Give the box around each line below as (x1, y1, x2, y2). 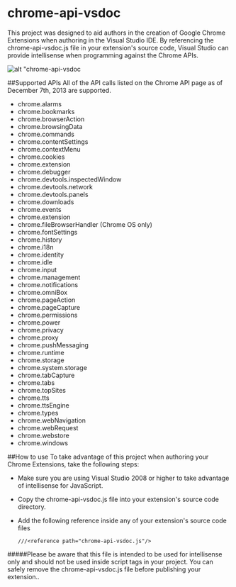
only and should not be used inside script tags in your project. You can (7, 557, 214, 566)
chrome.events (17, 205, 62, 213)
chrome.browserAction (17, 115, 85, 123)
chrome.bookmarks (17, 107, 75, 116)
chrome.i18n (17, 242, 54, 251)
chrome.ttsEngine (17, 401, 69, 409)
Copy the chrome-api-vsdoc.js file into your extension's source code (17, 495, 220, 503)
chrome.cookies (17, 152, 65, 161)
